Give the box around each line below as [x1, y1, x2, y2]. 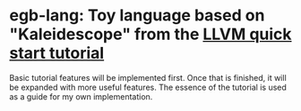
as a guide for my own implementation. [9, 91, 153, 102]
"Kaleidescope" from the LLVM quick [9, 24, 293, 44]
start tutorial [9, 44, 105, 63]
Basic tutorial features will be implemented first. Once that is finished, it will [9, 72, 287, 83]
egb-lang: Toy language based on [9, 5, 265, 26]
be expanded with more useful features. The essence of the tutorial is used [9, 82, 287, 92]
